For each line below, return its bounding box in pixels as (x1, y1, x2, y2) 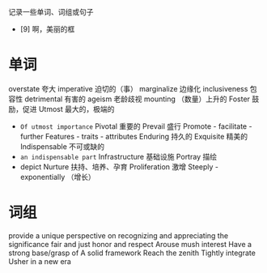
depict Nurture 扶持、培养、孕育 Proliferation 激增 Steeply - (19, 161, 219, 172)
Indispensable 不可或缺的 (19, 141, 105, 151)
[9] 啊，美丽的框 (19, 24, 75, 34)
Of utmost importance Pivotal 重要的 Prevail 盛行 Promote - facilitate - (19, 121, 252, 131)
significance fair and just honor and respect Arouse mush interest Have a (8, 239, 252, 249)
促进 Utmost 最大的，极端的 (22, 104, 115, 113)
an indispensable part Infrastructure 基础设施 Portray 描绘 (19, 151, 217, 161)
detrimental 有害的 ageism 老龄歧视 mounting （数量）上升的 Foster (23, 94, 251, 104)
